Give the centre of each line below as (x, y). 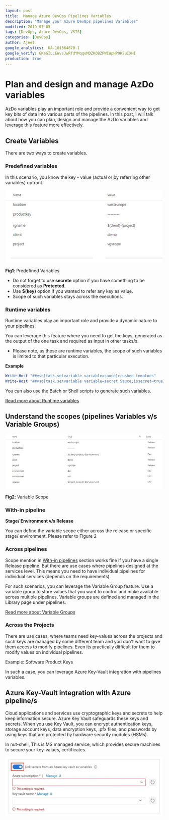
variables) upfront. (24, 182)
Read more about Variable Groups (40, 612)
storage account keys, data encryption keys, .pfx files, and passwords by (81, 729)
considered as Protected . (39, 286)
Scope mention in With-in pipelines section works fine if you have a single (82, 560)
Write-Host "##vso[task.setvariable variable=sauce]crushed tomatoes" (81, 376)
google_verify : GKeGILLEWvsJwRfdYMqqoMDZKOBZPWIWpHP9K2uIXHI (71, 53)
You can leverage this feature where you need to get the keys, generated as (84, 336)
